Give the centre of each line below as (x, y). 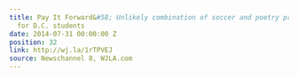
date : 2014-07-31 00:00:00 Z (63, 34)
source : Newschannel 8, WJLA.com (71, 58)
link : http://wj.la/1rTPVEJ (61, 50)
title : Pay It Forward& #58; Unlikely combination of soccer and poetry (144, 17)
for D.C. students (51, 26)
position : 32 (33, 42)
